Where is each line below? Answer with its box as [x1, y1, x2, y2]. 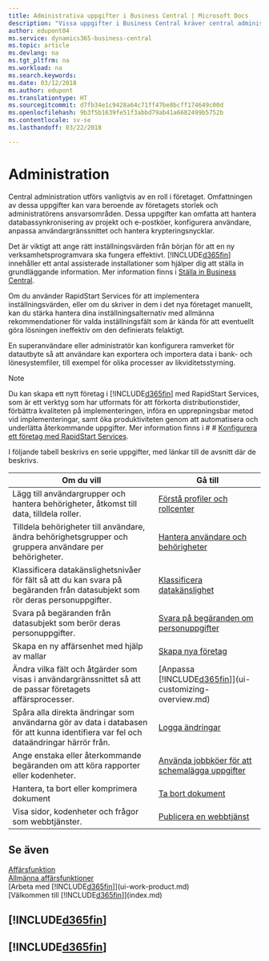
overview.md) [159, 693, 211, 704]
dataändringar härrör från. [12, 736, 110, 748]
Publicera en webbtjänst [159, 811, 250, 822]
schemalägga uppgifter [159, 764, 246, 776]
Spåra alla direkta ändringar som [12, 707, 134, 718]
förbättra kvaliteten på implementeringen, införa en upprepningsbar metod [8, 406, 254, 416]
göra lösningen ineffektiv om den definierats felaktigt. [8, 325, 185, 335]
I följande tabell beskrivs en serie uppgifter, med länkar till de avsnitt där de [8, 447, 256, 456]
